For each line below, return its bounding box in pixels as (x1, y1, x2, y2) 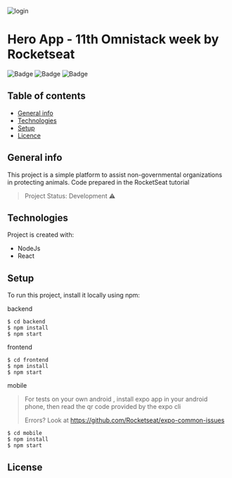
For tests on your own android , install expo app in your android (24, 395, 208, 403)
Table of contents (7, 90, 86, 102)
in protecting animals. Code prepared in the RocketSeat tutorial (7, 178, 190, 186)
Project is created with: (7, 231, 75, 239)
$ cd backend (7, 318, 46, 326)
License (7, 461, 43, 473)
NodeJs (17, 244, 41, 253)
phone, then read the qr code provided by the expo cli (24, 403, 181, 411)
